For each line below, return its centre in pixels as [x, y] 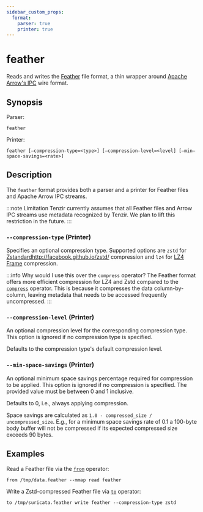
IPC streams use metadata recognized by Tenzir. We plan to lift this [91, 215]
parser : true [34, 23]
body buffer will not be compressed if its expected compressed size [92, 428]
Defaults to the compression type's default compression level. [85, 349]
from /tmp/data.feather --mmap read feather [64, 480]
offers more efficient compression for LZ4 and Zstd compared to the [92, 282]
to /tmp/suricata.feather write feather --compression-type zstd [91, 502]
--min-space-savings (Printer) [50, 365]
